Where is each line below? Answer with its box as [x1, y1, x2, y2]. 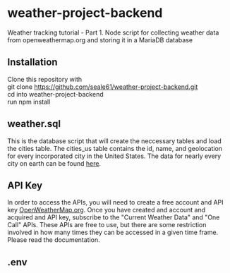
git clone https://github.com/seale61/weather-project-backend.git [7, 83, 198, 91]
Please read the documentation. [7, 236, 100, 244]
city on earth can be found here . [7, 159, 101, 167]
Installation [7, 56, 58, 68]
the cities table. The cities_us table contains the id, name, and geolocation [7, 144, 223, 152]
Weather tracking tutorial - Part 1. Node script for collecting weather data [7, 28, 219, 37]
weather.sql [7, 118, 61, 130]
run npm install [7, 97, 51, 106]
